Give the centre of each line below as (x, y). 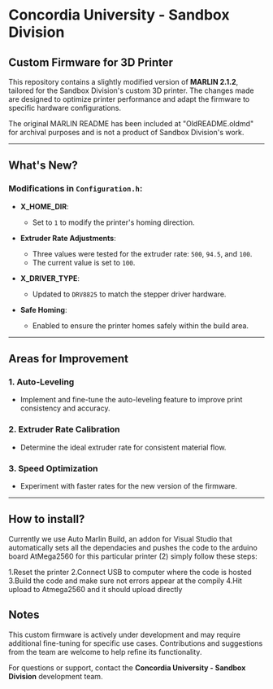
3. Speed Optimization (53, 468)
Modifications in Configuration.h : (76, 189)
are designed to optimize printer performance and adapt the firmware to (129, 99)
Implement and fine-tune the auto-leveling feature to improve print (131, 400)
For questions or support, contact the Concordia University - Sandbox (127, 667)
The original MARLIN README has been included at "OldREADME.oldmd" (131, 123)
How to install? (47, 519)
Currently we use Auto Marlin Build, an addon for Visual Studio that (121, 538)
